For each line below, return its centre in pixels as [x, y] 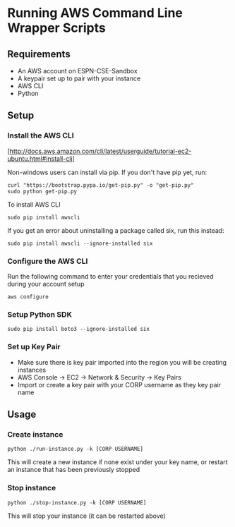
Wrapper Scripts [56, 28]
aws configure [28, 297]
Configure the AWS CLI [48, 261]
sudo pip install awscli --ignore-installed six [80, 243]
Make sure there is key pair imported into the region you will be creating [122, 362]
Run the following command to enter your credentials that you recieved [110, 276]
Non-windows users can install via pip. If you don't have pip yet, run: [107, 172]
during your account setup [46, 284]
